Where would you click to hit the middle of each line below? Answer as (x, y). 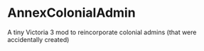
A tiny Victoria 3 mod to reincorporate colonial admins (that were (102, 32)
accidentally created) (38, 39)
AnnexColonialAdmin (72, 13)
